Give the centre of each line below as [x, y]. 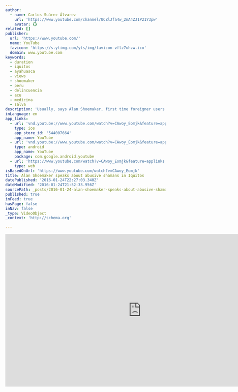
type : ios [25, 128]
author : [13, 10]
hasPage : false [21, 204]
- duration [21, 62]
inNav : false [19, 208]
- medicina [21, 100]
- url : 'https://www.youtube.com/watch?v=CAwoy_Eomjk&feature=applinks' [88, 161]
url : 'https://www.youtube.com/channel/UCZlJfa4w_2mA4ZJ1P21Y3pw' [86, 19]
